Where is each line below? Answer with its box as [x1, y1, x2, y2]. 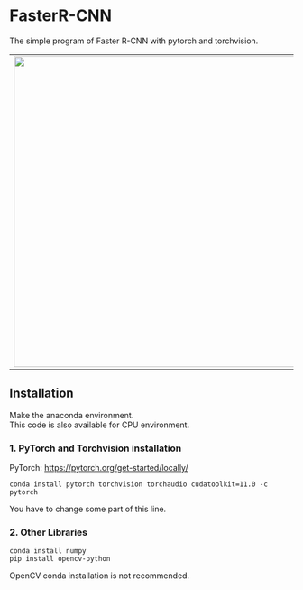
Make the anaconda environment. [9, 409, 134, 420]
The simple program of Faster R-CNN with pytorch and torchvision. [9, 35, 259, 46]
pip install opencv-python [9, 555, 111, 564]
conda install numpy [9, 547, 87, 556]
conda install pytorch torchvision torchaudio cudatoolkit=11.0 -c [9, 480, 269, 489]
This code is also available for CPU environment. [9, 419, 190, 430]
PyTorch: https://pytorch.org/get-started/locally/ [9, 463, 188, 473]
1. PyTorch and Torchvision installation [9, 442, 182, 454]
